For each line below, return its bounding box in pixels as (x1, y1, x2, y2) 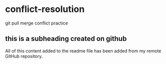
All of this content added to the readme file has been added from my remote (5, 47, 162, 53)
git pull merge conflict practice (5, 20, 68, 26)
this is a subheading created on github (5, 34, 127, 43)
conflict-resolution (5, 3, 85, 15)
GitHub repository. (5, 53, 43, 59)
